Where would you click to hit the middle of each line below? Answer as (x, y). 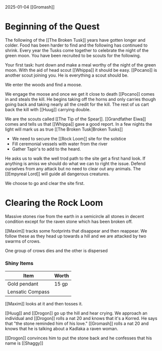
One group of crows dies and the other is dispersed (56, 251)
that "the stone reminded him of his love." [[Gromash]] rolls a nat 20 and (77, 324)
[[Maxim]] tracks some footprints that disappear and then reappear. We (76, 231)
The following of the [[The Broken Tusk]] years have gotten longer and (75, 40)
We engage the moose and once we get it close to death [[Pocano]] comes (80, 94)
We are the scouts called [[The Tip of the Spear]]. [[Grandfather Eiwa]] (75, 119)
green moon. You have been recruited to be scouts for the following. (73, 55)
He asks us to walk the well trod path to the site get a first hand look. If (75, 158)
